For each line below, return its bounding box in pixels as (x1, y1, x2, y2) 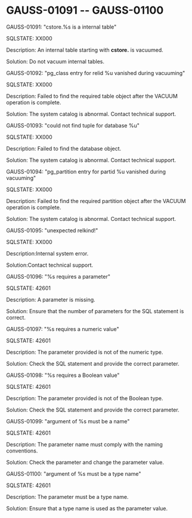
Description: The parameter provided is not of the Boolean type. (6, 394, 163, 402)
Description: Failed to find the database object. (6, 145, 122, 152)
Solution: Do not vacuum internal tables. (6, 58, 104, 65)
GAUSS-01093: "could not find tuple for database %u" (6, 121, 140, 129)
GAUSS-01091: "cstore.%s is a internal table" (6, 23, 117, 30)
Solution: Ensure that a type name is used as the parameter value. (6, 504, 168, 512)
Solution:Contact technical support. (6, 261, 94, 269)
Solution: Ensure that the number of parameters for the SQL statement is (6, 307, 184, 314)
